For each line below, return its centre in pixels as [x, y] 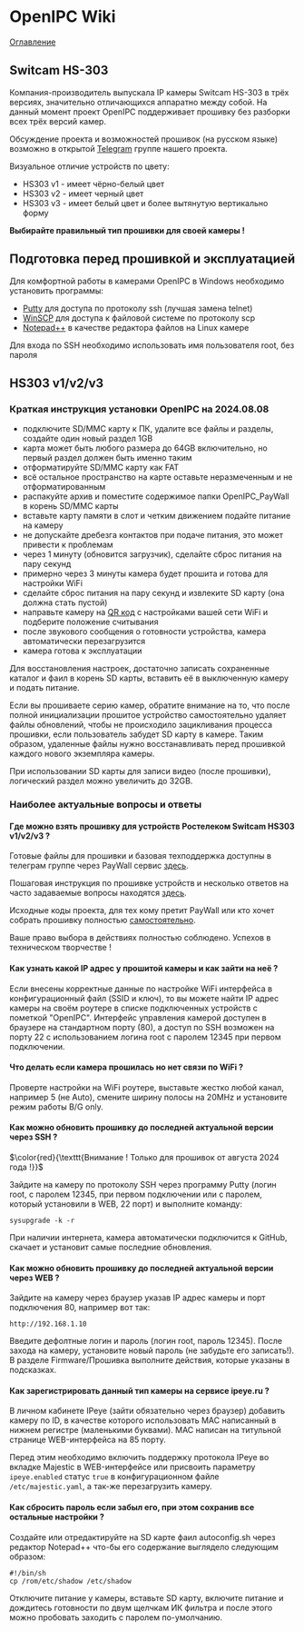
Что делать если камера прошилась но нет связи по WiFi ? [126, 1067]
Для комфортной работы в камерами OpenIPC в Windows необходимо [147, 281]
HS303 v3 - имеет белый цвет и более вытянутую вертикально [145, 203]
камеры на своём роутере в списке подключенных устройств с [134, 1008]
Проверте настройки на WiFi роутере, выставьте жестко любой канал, [147, 1087]
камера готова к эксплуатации [82, 651]
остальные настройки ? [57, 1517]
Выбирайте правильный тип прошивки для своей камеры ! [127, 230]
